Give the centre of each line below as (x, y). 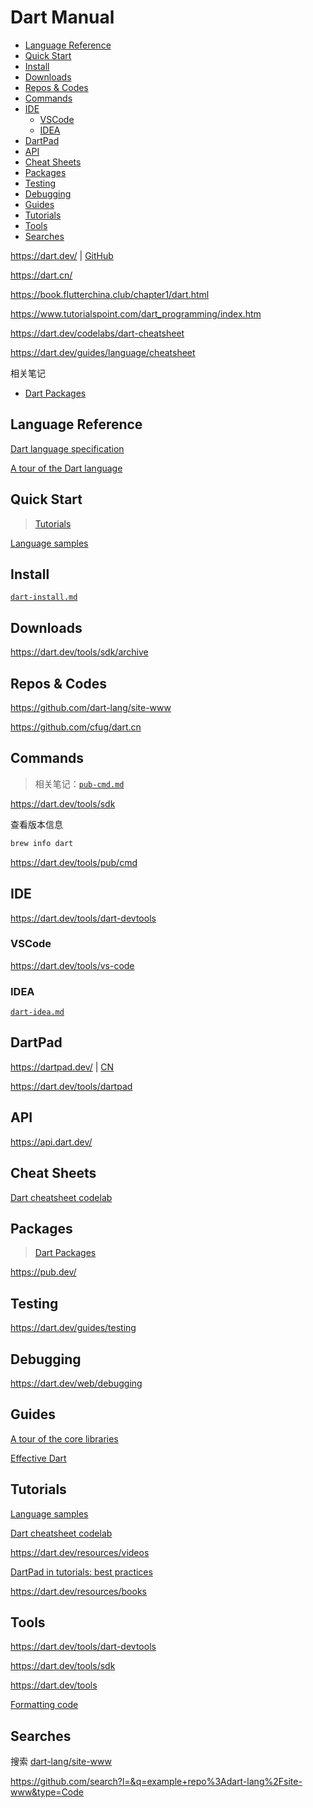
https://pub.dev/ (43, 1272)
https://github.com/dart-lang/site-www (91, 707)
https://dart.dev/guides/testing (73, 1328)
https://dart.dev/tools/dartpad (71, 1086)
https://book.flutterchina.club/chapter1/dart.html (110, 294)
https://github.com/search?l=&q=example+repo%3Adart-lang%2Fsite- (156, 1782)
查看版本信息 (36, 824)
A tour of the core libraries (64, 1438)
